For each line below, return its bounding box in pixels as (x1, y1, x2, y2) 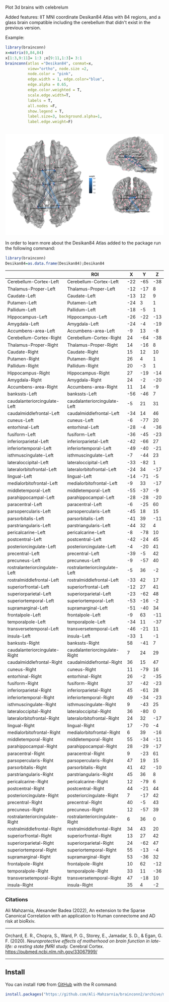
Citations (5, 896, 28, 903)
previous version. (5, 25, 41, 31)
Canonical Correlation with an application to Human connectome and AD (5, 912, 156, 919)
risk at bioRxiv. (5, 918, 36, 924)
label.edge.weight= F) (27, 119, 73, 124)
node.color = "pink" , (27, 72, 73, 77)
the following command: (5, 245, 55, 251)
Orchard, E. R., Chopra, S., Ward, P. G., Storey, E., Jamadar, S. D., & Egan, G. (5, 932, 162, 938)
